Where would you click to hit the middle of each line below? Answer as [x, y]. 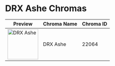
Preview [23, 24]
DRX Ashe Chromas [46, 8]
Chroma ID [95, 24]
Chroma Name [60, 24]
